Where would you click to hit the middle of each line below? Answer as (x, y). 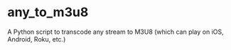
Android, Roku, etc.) (37, 39)
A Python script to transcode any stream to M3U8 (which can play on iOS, (116, 32)
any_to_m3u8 (48, 12)
